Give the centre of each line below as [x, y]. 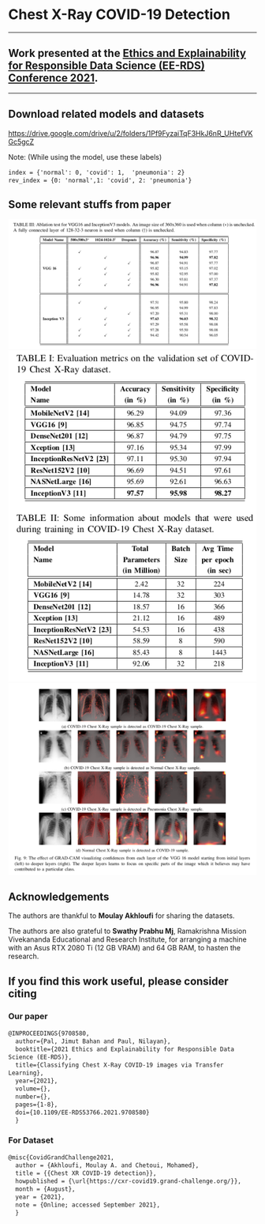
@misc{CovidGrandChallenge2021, [61, 1158]
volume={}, [33, 1089]
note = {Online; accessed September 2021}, [88, 1205]
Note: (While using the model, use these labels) [85, 157]
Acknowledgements [59, 896]
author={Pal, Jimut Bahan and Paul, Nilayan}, [93, 1041]
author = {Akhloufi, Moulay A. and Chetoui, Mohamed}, [107, 1165]
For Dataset [31, 1140]
